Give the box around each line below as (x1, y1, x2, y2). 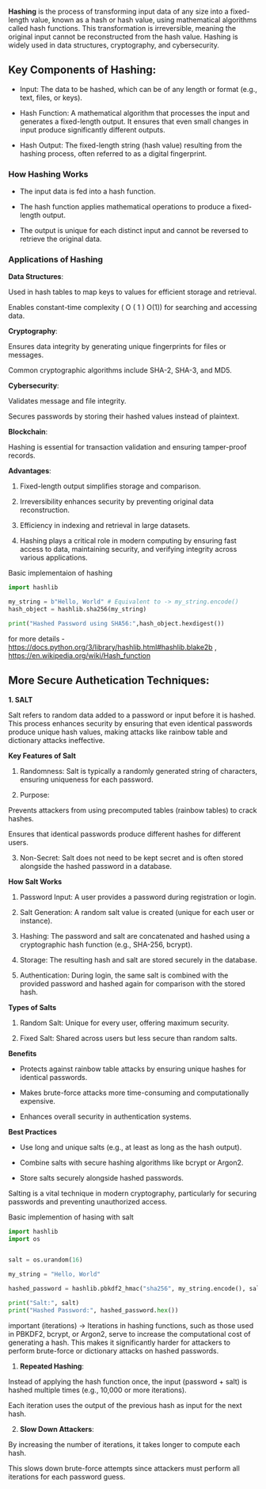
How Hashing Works (8, 168, 89, 179)
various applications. (19, 553, 89, 562)
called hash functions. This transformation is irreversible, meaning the (8, 24, 237, 33)
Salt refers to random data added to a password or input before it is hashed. (8, 710, 256, 720)
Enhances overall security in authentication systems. (19, 1112, 192, 1121)
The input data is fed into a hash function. (19, 186, 156, 197)
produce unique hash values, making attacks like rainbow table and (8, 727, 228, 737)
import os (8, 1234, 41, 1243)
